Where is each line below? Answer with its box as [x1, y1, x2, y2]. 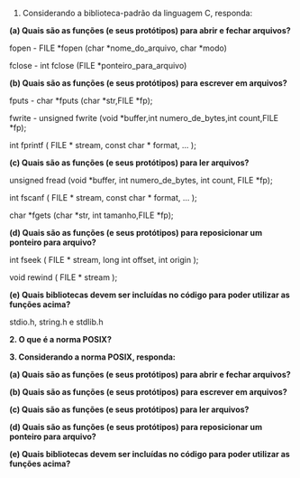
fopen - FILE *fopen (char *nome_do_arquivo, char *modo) [9, 42, 228, 53]
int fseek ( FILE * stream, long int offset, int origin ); [9, 255, 199, 265]
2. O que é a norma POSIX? [9, 334, 113, 344]
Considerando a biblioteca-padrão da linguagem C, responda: [22, 8, 253, 18]
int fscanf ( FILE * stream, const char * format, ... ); [9, 192, 198, 202]
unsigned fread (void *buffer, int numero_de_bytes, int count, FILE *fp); [9, 175, 273, 185]
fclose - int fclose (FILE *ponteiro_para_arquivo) [9, 61, 187, 70]
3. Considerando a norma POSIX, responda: [9, 351, 176, 362]
